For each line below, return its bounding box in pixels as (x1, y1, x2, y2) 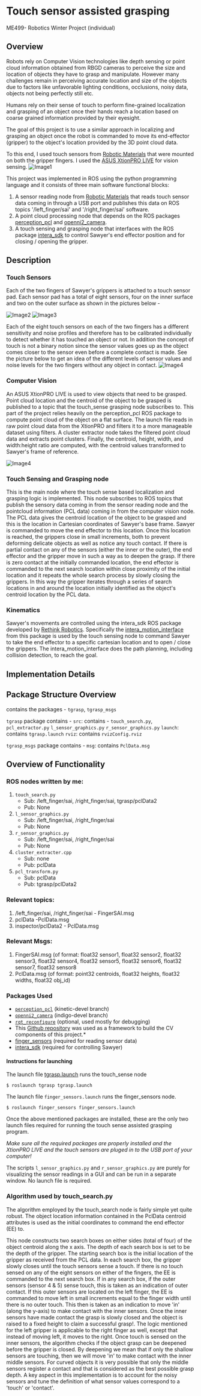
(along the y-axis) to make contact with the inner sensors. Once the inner (6, 1307, 187, 1315)
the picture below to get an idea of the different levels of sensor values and (6, 355, 192, 362)
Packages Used (6, 992, 53, 1000)
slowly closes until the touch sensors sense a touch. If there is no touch (6, 1262, 183, 1269)
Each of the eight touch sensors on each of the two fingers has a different (6, 323, 189, 330)
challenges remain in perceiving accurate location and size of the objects (6, 77, 187, 84)
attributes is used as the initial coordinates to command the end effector (6, 1219, 184, 1226)
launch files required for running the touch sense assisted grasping (6, 1122, 172, 1129)
